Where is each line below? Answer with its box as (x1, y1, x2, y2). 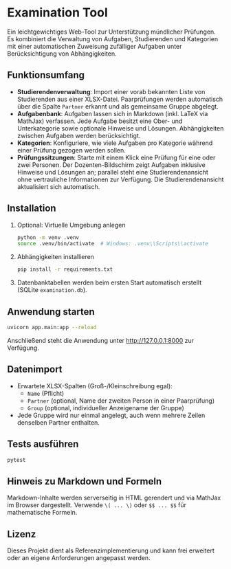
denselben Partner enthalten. (16, 418, 100, 427)
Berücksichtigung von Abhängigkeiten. (7, 49, 117, 58)
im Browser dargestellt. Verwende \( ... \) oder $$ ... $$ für (7, 501, 187, 509)
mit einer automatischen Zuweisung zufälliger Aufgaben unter (7, 42, 182, 50)
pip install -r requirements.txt (16, 266, 113, 273)
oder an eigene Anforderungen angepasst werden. (7, 554, 151, 561)
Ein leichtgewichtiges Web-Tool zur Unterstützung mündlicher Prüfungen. (7, 27, 217, 36)
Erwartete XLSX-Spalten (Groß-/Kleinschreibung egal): (16, 381, 173, 390)
